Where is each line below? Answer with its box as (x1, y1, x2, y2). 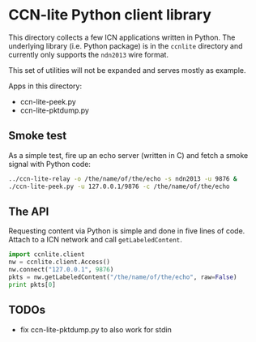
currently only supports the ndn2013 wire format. (8, 49, 169, 59)
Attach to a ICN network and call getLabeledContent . (8, 235, 182, 245)
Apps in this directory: (8, 81, 83, 91)
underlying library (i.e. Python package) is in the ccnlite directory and (8, 41, 243, 50)
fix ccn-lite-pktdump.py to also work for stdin (19, 324, 172, 334)
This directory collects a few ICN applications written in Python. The (8, 32, 236, 42)
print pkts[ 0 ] (8, 280, 57, 289)
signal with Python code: (8, 159, 92, 169)
